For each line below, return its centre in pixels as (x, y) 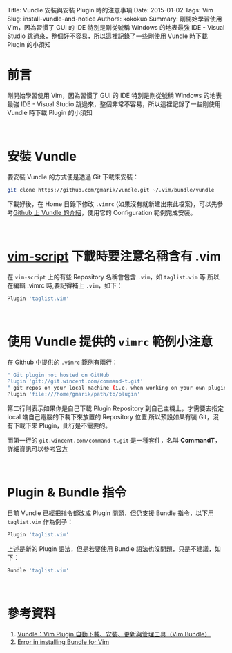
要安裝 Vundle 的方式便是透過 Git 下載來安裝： (73, 177)
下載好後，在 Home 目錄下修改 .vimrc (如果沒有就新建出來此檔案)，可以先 (112, 204)
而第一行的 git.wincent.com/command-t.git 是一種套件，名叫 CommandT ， (114, 440)
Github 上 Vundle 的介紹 (47, 212)
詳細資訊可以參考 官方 (37, 449)
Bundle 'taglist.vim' (38, 570)
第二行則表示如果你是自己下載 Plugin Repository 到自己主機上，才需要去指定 (116, 408)
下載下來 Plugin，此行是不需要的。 (62, 425)
